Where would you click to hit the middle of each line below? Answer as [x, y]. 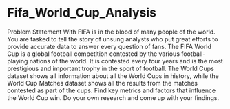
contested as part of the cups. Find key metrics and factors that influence [112, 90]
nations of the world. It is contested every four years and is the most [126, 61]
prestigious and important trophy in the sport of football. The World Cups [111, 68]
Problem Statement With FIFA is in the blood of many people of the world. [111, 32]
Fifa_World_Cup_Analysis [82, 13]
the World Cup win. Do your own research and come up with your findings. [113, 97]
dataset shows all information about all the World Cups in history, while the [113, 76]
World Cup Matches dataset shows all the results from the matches [103, 83]
